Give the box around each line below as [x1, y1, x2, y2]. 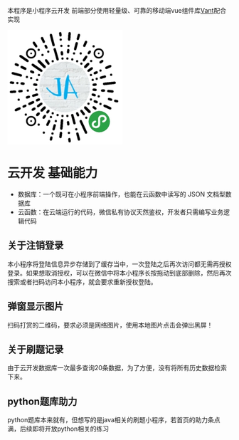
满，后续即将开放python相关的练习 [7, 424, 109, 433]
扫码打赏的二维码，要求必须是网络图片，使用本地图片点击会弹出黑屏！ [7, 320, 213, 329]
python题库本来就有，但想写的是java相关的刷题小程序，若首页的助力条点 [7, 416, 221, 424]
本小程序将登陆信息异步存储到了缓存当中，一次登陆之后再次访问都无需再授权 [7, 259, 232, 268]
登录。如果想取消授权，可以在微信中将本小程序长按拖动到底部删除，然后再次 [7, 268, 232, 277]
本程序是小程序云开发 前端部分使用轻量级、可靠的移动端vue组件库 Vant [7, 6, 214, 14]
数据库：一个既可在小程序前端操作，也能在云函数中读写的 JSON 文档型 [17, 189, 225, 198]
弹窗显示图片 [7, 300, 64, 313]
